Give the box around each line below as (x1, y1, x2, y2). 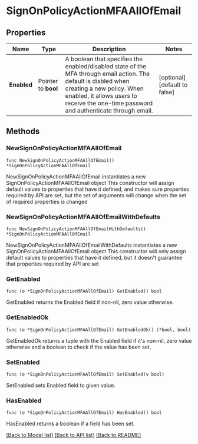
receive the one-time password (65, 99, 153, 107)
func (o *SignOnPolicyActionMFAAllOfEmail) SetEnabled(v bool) (6, 371, 165, 377)
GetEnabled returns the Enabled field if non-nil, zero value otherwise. (6, 299, 174, 306)
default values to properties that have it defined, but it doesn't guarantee (6, 254, 183, 261)
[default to (159, 81, 188, 89)
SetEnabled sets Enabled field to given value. (6, 382, 116, 389)
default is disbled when (65, 77, 130, 85)
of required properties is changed (6, 198, 88, 205)
